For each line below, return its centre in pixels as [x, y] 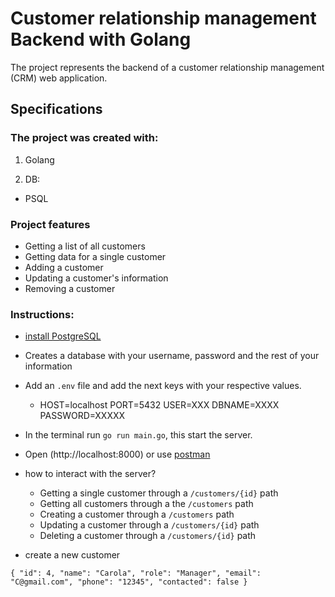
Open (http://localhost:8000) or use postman [117, 454]
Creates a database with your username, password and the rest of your [172, 356]
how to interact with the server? [90, 474]
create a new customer [72, 555]
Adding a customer [64, 267]
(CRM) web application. [59, 78]
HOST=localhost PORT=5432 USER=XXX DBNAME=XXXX [159, 405]
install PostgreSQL [63, 336]
